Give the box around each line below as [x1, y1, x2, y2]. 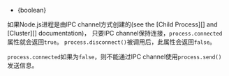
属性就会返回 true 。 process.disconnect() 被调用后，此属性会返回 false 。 [7, 38, 216, 46]
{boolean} [17, 6, 47, 14]
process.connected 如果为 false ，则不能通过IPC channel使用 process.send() [7, 52, 222, 61]
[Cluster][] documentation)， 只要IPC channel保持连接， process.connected [7, 29, 223, 37]
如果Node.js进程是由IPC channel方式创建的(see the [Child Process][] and [7, 20, 218, 29]
